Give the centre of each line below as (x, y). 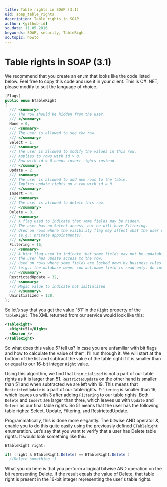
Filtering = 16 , (26, 244)
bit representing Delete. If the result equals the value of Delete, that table (80, 474)
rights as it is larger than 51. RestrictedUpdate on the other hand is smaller (81, 379)
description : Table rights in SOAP (42, 19)
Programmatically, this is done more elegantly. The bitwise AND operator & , (83, 420)
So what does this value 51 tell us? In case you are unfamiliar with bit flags (81, 348)
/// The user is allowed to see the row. (53, 133)
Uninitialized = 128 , (32, 296)
